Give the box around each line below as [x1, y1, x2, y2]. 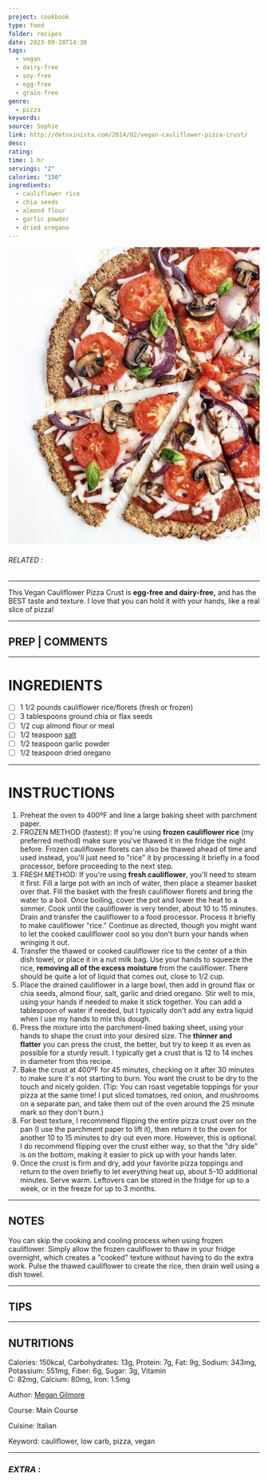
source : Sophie [8, 122, 59, 131]
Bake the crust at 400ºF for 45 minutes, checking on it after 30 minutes [19, 1065, 255, 1074]
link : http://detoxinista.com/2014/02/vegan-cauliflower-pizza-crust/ [8, 131, 248, 139]
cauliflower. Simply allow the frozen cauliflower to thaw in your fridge [8, 1244, 236, 1253]
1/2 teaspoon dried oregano [19, 748, 112, 757]
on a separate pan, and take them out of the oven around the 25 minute [19, 1098, 255, 1108]
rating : [8, 148, 34, 156]
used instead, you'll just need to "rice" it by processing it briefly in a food [19, 852, 260, 862]
